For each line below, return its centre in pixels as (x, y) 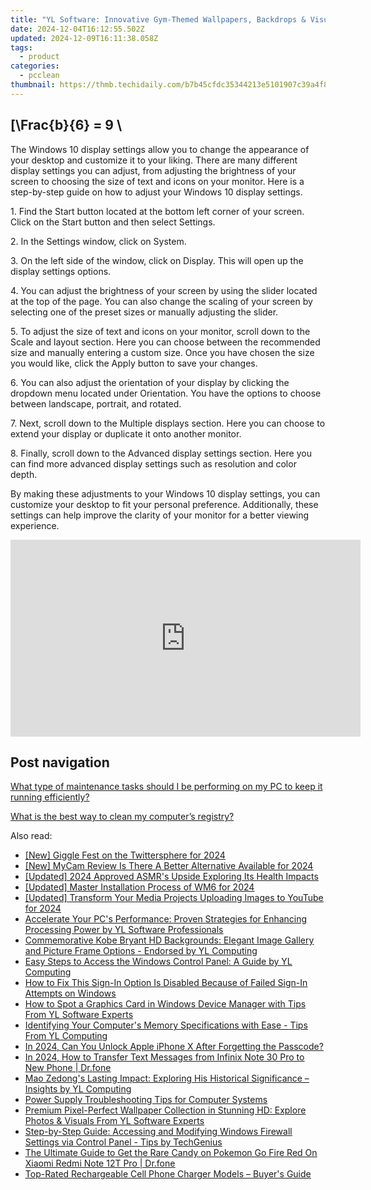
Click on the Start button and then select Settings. (113, 222)
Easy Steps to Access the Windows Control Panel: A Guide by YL (158, 962)
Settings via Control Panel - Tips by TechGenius (123, 1142)
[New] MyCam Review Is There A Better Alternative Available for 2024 (169, 866)
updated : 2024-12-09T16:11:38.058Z (84, 38)
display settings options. (61, 271)
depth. (24, 474)
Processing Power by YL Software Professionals (124, 930)
